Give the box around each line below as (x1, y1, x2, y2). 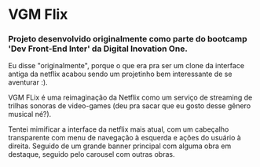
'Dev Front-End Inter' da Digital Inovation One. (8, 43, 189, 54)
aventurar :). (8, 78, 49, 87)
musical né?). (8, 110, 52, 119)
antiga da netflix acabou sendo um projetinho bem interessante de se (8, 69, 233, 79)
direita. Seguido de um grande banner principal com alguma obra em (8, 141, 232, 151)
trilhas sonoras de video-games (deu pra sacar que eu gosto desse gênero (8, 101, 251, 111)
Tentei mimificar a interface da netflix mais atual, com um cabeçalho (8, 125, 229, 134)
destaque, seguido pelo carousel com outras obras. (8, 150, 175, 159)
